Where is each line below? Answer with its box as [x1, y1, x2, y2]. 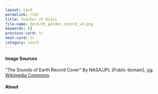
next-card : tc [5, 36, 35, 41]
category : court [5, 40, 39, 45]
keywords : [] [5, 26, 33, 31]
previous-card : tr [5, 31, 44, 36]
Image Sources [5, 56, 38, 62]
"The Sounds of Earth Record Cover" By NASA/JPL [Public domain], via [5, 66, 153, 73]
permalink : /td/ [5, 12, 39, 17]
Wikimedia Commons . [5, 72, 51, 78]
